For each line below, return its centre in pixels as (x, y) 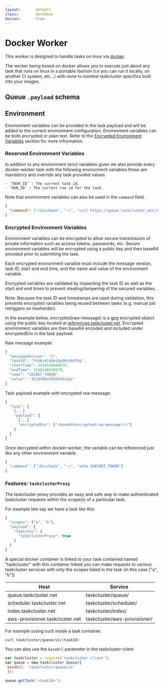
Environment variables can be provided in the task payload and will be (76, 125)
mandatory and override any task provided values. (56, 175)
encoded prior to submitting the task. (42, 254)
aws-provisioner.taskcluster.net (44, 619)
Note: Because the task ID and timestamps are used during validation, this (79, 298)
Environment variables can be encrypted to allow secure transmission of (78, 238)
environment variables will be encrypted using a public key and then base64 (82, 249)
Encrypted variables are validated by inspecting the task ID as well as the (79, 283)
